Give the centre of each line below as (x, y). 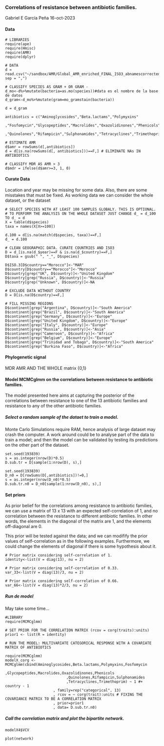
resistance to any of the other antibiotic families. (54, 406)
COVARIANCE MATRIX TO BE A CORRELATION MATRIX (53, 699)
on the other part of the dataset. (37, 445)
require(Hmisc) (20, 48)
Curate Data (18, 179)
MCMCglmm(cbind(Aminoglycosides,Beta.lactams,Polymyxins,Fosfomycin (76, 665)
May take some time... (27, 608)
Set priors (15, 495)
